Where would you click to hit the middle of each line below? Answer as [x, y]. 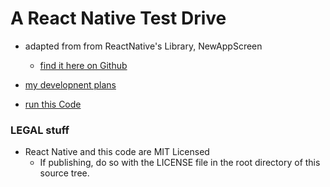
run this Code [53, 104]
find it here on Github [83, 65]
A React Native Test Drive [118, 18]
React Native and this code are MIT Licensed [117, 152]
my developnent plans [70, 84]
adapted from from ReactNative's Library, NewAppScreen [143, 46]
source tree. [64, 173]
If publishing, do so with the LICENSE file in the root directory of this [180, 163]
